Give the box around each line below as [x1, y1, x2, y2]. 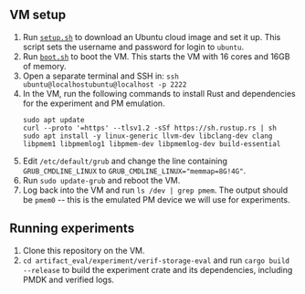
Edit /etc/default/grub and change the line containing [22, 155, 228, 166]
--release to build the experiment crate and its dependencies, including [22, 264, 293, 275]
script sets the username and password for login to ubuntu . [22, 41, 245, 52]
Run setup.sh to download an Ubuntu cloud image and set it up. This [22, 31, 281, 42]
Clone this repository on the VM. [22, 245, 145, 256]
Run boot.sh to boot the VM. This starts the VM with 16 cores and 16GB [22, 50, 290, 62]
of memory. [22, 60, 67, 71]
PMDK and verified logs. [22, 274, 115, 285]
